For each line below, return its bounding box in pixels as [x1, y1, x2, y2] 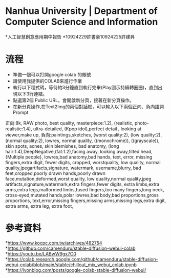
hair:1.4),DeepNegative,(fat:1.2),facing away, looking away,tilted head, [5, 148, 153, 154]
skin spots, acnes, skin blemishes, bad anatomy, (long [5, 143, 119, 149]
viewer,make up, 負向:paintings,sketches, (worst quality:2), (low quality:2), [5, 131, 162, 138]
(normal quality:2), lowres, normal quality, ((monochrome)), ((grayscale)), [5, 137, 160, 144]
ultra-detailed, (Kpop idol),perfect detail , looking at [33, 126, 142, 132]
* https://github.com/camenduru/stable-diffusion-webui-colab [5, 245, 136, 251]
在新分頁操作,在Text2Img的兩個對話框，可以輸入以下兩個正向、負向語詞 [12, 103, 164, 110]
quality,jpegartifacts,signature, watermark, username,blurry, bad [5, 165, 142, 171]
